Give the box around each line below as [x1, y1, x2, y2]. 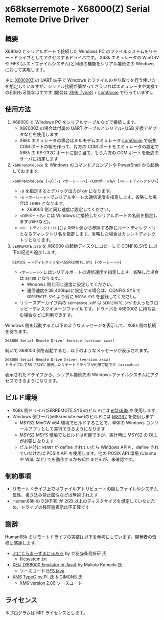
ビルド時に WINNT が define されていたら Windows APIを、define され [19, 444, 159, 450]
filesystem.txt [19, 556, 47, 562]
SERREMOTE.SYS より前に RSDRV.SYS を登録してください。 [26, 293, 139, 299]
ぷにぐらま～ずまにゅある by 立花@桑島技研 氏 [12, 550, 107, 556]
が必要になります [19, 438, 54, 444]
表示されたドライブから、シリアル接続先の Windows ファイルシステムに [5, 371, 151, 378]
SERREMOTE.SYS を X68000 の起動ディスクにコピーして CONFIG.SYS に [12, 243, 153, 249]
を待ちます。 [5, 328, 31, 334]
